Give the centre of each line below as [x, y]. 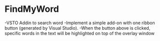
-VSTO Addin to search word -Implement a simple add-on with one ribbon [80, 23]
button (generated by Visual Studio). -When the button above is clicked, [78, 28]
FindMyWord [32, 9]
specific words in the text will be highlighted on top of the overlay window [80, 33]
